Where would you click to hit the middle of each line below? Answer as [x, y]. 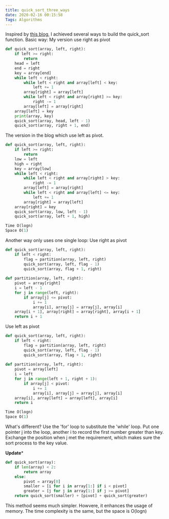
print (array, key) [34, 116]
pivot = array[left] [36, 369]
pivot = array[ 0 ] [42, 481]
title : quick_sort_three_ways [38, 10]
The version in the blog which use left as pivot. [55, 135]
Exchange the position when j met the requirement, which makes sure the [83, 438]
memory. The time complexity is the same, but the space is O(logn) [76, 511]
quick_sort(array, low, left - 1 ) [51, 212]
